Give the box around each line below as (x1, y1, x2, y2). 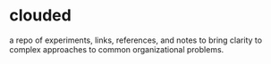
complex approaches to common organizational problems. (9, 44, 224, 54)
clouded (9, 5, 72, 26)
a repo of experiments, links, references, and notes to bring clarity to (9, 35, 262, 45)
